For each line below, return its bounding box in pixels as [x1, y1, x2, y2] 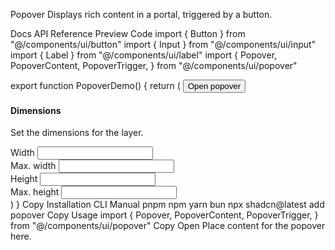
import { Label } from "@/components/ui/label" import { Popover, [10, 49, 278, 61]
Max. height [10, 186, 60, 198]
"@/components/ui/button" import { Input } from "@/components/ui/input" [10, 39, 317, 50]
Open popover [187, 81, 242, 91]
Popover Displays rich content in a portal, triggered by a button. [10, 9, 273, 20]
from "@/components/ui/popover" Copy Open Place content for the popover [10, 220, 326, 232]
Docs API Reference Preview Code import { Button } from [10, 28, 246, 39]
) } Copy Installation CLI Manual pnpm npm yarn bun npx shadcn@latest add [10, 199, 325, 211]
